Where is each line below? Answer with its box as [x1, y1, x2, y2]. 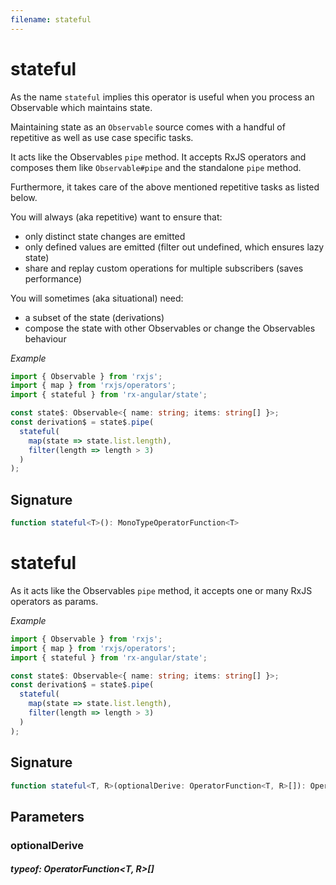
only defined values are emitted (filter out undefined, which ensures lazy [24, 241, 325, 253]
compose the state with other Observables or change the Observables [24, 322, 316, 334]
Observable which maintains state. [10, 101, 153, 113]
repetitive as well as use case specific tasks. [10, 131, 194, 143]
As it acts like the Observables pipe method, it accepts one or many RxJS [10, 584, 313, 596]
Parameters [10, 808, 85, 825]
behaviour [24, 332, 67, 345]
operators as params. [10, 595, 99, 607]
